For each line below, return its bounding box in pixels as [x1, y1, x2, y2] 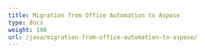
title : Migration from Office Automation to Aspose [8, 11, 180, 19]
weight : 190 [8, 26, 47, 34]
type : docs [8, 19, 44, 26]
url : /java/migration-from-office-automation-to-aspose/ [8, 33, 198, 41]
